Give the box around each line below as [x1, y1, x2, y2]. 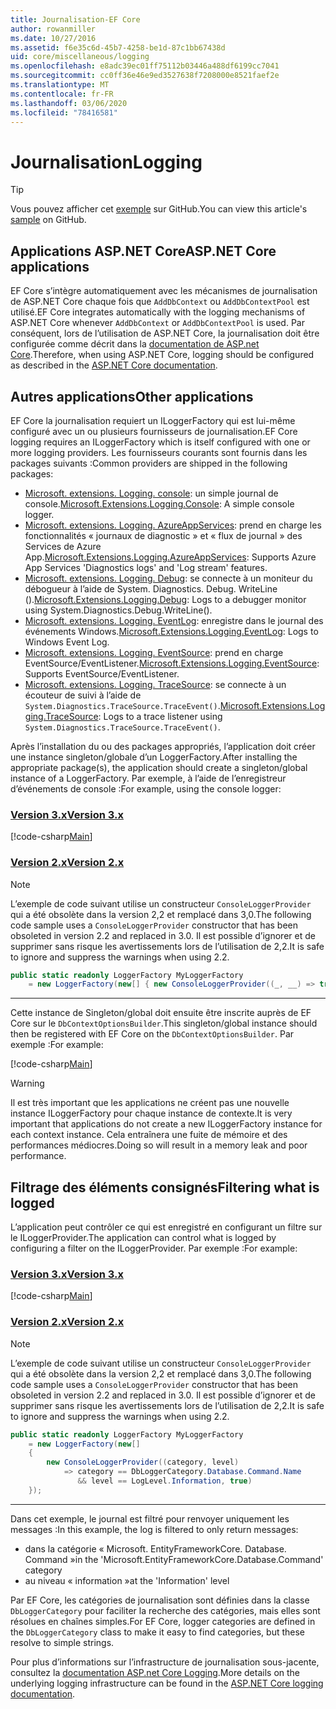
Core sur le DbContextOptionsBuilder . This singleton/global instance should [10, 1017, 318, 1030]
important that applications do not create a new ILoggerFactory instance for [10, 1118, 323, 1130]
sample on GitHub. [10, 214, 87, 226]
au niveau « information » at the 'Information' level [24, 1574, 230, 1586]
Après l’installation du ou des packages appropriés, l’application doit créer [10, 740, 316, 752]
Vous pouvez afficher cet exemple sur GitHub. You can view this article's [10, 203, 308, 215]
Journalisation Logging [10, 151, 203, 173]
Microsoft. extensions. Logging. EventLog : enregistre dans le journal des [24, 614, 324, 626]
